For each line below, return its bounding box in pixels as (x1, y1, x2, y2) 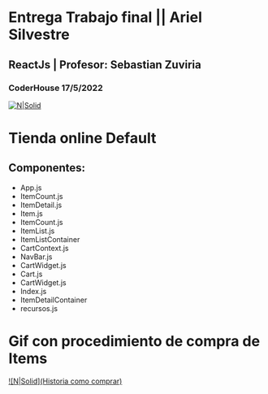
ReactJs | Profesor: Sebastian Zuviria (8, 58, 201, 71)
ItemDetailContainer (19, 295, 88, 305)
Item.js (19, 208, 43, 219)
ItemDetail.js (19, 200, 63, 210)
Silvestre (8, 25, 71, 44)
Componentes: (8, 161, 86, 175)
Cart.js (19, 269, 43, 279)
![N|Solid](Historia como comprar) (8, 376, 123, 386)
